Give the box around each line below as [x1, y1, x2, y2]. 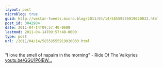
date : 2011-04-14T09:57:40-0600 [5, 25, 70, 30]
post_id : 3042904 [5, 20, 40, 26]
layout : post [5, 7, 32, 12]
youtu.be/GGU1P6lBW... [5, 57, 52, 63]
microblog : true [5, 12, 38, 17]
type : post [5, 34, 27, 39]
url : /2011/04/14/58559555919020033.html [5, 39, 90, 44]
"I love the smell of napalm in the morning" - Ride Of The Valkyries [5, 52, 138, 58]
